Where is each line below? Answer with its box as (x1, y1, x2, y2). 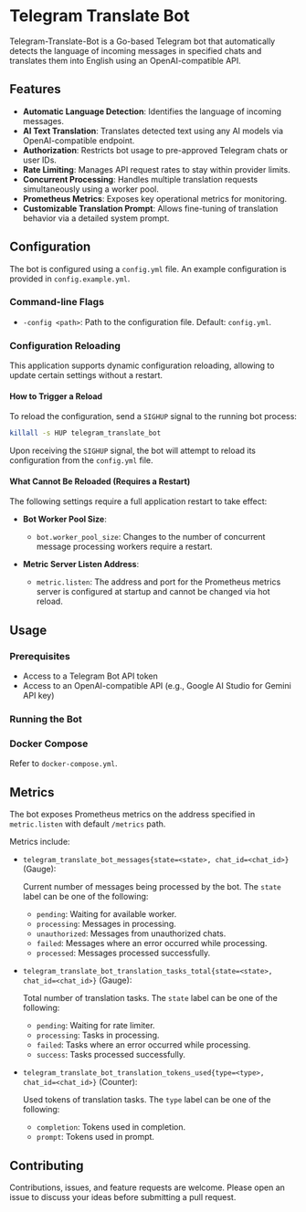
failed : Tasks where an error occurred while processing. (36, 1039, 251, 1050)
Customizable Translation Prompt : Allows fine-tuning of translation (22, 203, 279, 214)
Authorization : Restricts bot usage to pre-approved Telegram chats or (22, 144, 289, 155)
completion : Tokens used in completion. (36, 1122, 186, 1133)
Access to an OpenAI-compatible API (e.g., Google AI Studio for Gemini (22, 680, 292, 691)
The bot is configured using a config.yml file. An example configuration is (9, 263, 287, 274)
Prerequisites (9, 649, 70, 662)
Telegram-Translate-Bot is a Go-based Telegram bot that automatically (9, 36, 276, 47)
